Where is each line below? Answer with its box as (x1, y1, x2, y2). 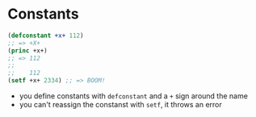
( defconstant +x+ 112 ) (7, 31, 84, 40)
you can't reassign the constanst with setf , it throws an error (19, 100, 223, 110)
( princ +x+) (7, 46, 48, 55)
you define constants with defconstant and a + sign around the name (19, 91, 248, 101)
